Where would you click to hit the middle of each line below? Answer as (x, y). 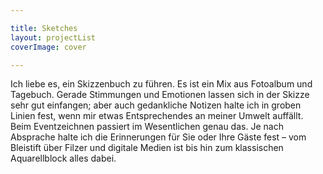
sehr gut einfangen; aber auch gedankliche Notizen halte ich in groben (156, 105)
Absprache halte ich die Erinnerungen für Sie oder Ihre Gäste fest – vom (158, 137)
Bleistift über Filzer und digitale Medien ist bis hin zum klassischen (147, 148)
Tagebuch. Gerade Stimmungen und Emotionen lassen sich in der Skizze (160, 95)
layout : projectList (53, 37)
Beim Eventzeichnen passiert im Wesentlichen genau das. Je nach (147, 127)
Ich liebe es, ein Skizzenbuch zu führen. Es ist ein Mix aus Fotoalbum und (161, 84)
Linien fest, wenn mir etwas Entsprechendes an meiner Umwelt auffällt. (157, 116)
